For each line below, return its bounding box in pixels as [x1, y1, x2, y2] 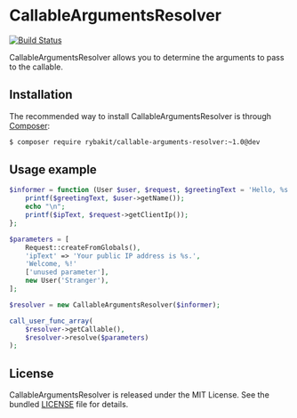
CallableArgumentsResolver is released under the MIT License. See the [9, 390, 269, 400]
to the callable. [9, 61, 64, 72]
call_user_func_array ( [9, 317, 93, 326]
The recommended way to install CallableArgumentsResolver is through [9, 110, 271, 121]
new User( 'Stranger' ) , [25, 277, 109, 285]
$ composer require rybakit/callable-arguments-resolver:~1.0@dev [9, 137, 261, 147]
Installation [9, 87, 73, 102]
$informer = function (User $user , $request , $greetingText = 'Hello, [9, 186, 277, 195]
